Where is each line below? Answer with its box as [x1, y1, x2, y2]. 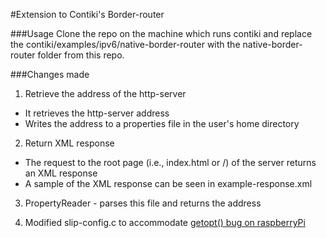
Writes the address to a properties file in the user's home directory [24, 118, 300, 129]
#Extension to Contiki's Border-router [10, 9, 165, 20]
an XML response [24, 167, 98, 179]
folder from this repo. [37, 49, 125, 61]
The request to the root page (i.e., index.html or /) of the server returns [24, 157, 317, 168]
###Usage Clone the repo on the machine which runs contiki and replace [10, 28, 313, 39]
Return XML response [24, 137, 115, 149]
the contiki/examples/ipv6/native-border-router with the [10, 39, 241, 50]
